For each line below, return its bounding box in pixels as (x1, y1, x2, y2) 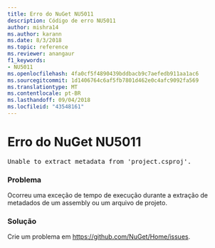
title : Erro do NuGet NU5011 (7, 10, 94, 18)
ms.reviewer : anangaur (7, 51, 75, 58)
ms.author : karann (7, 30, 62, 38)
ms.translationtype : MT (7, 83, 78, 91)
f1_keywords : (7, 57, 46, 64)
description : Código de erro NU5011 (7, 17, 116, 24)
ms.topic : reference (7, 43, 69, 51)
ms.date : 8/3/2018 (7, 37, 62, 44)
